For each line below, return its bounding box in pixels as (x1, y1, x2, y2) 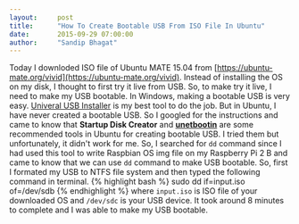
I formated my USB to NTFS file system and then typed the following (9, 167, 261, 178)
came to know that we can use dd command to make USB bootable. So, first (9, 157, 288, 168)
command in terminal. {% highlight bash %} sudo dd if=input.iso (9, 176, 245, 187)
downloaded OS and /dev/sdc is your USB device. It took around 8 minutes (9, 195, 284, 206)
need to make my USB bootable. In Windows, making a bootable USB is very (9, 91, 290, 102)
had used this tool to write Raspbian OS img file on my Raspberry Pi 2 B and (9, 148, 288, 159)
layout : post (9, 12, 74, 22)
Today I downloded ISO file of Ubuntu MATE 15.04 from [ (9, 62, 218, 73)
